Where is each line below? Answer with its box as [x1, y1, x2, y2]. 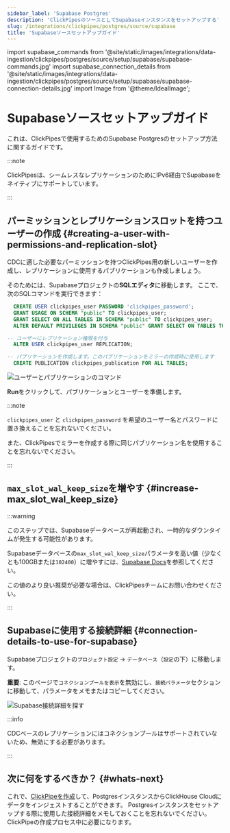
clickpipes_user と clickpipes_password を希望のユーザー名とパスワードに [7, 415, 218, 424]
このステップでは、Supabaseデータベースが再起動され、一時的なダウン [7, 526, 209, 534]
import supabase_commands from [7, 48, 104, 56]
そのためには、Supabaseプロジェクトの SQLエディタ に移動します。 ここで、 [7, 281, 222, 289]
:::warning [7, 511, 36, 520]
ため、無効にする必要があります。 [12, 738, 109, 746]
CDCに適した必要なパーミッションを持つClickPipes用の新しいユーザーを [7, 258, 212, 266]
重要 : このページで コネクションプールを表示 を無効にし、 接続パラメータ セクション [7, 678, 221, 686]
